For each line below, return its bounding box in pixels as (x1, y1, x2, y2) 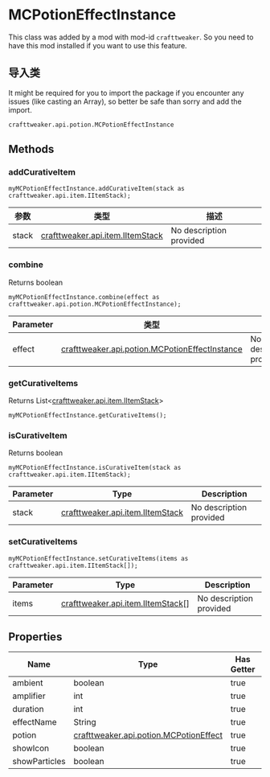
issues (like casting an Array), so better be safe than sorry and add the (8, 97, 243, 106)
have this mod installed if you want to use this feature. (8, 40, 187, 50)
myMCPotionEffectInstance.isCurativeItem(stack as (8, 464, 182, 472)
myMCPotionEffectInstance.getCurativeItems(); (8, 412, 167, 420)
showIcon (12, 742, 50, 754)
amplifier (12, 690, 46, 701)
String (73, 717, 96, 728)
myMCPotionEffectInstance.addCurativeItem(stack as (8, 185, 185, 193)
